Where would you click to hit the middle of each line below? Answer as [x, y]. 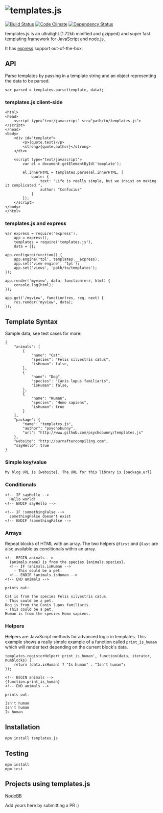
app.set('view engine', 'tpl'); [47, 264]
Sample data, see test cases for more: [43, 333]
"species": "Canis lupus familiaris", [71, 381]
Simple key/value [26, 462]
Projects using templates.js [48, 784]
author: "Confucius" [61, 190]
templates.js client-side [34, 102]
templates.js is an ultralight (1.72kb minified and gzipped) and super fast [78, 33]
